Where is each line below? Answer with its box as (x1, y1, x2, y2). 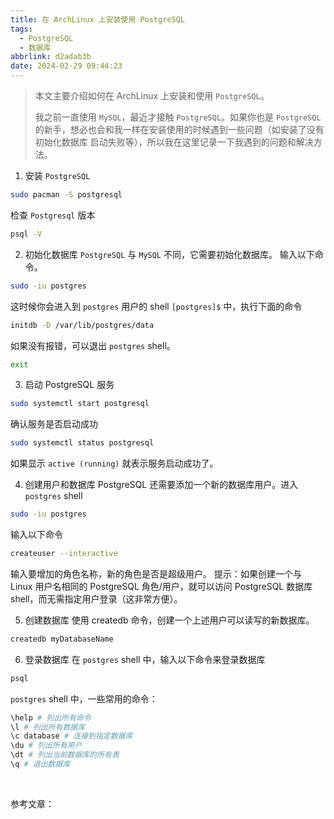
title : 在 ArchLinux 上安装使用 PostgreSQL (10, 14, 185, 25)
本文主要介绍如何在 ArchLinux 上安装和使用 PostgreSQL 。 (34, 90, 270, 101)
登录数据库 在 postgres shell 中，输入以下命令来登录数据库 (24, 653, 266, 665)
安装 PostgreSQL (24, 170, 91, 181)
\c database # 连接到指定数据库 (10, 731, 133, 741)
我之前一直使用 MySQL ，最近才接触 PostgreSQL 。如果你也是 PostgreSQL (34, 111, 322, 123)
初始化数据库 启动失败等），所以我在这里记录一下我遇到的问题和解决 (34, 136, 314, 148)
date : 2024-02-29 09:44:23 (10, 61, 123, 71)
